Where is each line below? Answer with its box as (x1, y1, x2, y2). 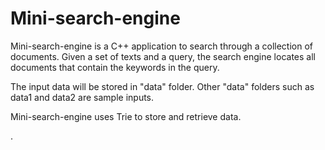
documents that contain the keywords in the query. (10, 61, 220, 73)
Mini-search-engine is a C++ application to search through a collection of (10, 40, 314, 52)
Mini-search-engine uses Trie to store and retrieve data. (10, 110, 242, 122)
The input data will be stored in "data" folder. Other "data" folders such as (10, 80, 315, 92)
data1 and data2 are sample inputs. (10, 91, 155, 103)
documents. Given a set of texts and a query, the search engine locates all (10, 50, 316, 62)
